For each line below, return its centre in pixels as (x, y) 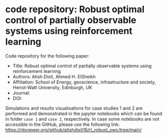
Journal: (21, 93)
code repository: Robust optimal (75, 9)
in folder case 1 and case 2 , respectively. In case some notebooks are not (82, 119)
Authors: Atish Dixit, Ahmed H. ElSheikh (54, 76)
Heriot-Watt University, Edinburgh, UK (52, 87)
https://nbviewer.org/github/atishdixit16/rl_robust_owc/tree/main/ (73, 130)
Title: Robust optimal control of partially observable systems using (82, 66)
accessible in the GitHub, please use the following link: (63, 124)
